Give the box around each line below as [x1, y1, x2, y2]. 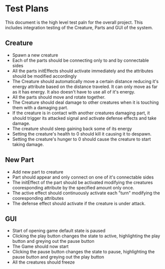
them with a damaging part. [12, 104, 68, 110]
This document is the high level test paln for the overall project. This [5, 19, 143, 25]
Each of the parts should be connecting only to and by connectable [12, 57, 149, 63]
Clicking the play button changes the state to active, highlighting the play [12, 233, 161, 239]
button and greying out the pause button [12, 238, 95, 244]
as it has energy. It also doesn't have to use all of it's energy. [12, 89, 135, 94]
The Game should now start [12, 243, 69, 250]
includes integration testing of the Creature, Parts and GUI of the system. [5, 24, 153, 30]
